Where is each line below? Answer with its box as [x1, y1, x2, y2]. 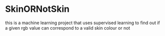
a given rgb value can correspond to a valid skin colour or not [5, 25, 130, 31]
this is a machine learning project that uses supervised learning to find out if [5, 20, 160, 26]
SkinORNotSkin [5, 3, 70, 15]
